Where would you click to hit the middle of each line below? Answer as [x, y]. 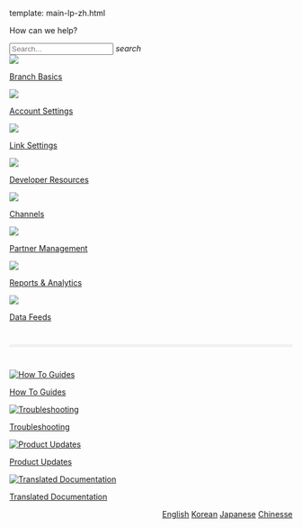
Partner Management [49, 248]
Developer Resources [49, 180]
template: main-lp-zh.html [58, 13]
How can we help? [44, 30]
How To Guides [38, 392]
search [129, 48]
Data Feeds [31, 317]
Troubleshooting [40, 427]
